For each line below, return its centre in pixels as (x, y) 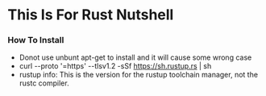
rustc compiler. (44, 83)
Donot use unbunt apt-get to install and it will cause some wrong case (135, 57)
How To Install (36, 40)
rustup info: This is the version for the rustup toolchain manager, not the (139, 75)
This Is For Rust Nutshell (91, 15)
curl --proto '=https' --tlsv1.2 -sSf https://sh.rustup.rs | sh (115, 66)
